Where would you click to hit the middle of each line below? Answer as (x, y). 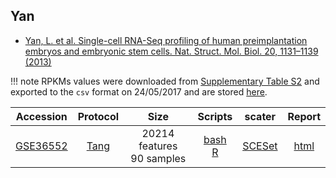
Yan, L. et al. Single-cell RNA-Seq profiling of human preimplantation (166, 40)
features (158, 146)
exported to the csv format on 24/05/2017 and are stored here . (139, 91)
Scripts (215, 116)
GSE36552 (41, 146)
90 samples (158, 158)
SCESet (260, 146)
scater (260, 116)
